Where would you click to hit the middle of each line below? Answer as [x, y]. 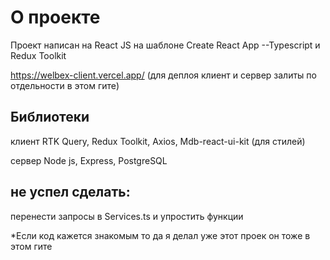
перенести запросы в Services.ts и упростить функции [127, 216]
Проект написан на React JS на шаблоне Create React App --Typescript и [165, 45]
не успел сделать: [70, 192]
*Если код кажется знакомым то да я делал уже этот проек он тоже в [160, 235]
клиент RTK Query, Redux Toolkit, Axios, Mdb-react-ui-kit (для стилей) [158, 141]
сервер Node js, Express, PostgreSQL [89, 160]
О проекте [55, 17]
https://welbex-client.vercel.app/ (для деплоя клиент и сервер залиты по [163, 75]
